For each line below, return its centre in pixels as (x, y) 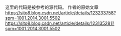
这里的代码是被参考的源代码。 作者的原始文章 (52, 7)
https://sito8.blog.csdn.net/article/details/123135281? (60, 23)
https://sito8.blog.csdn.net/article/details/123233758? (60, 13)
